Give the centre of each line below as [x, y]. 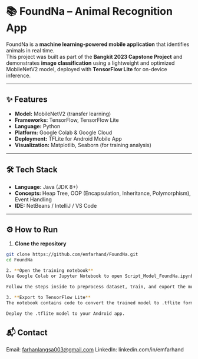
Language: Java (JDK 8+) [46, 187]
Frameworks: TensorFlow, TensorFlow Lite [67, 120]
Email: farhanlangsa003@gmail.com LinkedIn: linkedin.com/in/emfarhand [95, 350]
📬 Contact [27, 332]
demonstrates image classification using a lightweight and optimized [90, 63]
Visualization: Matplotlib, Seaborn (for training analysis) [83, 145]
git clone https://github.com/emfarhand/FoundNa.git [72, 255]
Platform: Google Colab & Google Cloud [63, 132]
